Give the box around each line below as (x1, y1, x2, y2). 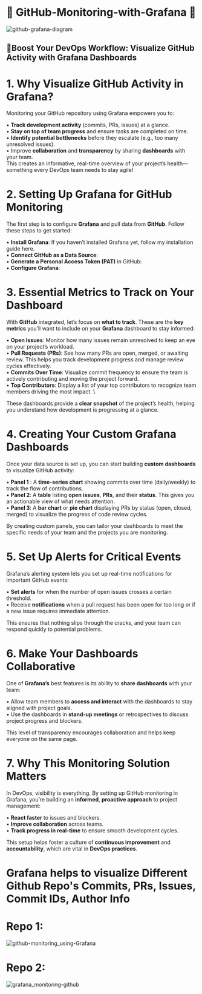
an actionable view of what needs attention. (6, 498, 116, 505)
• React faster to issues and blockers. (6, 814, 102, 821)
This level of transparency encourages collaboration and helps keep (6, 729, 176, 736)
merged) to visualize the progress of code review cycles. (6, 511, 148, 518)
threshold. (6, 594, 32, 602)
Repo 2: (6, 961, 46, 975)
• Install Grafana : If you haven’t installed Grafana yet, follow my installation (6, 239, 194, 246)
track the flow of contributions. (6, 485, 83, 492)
